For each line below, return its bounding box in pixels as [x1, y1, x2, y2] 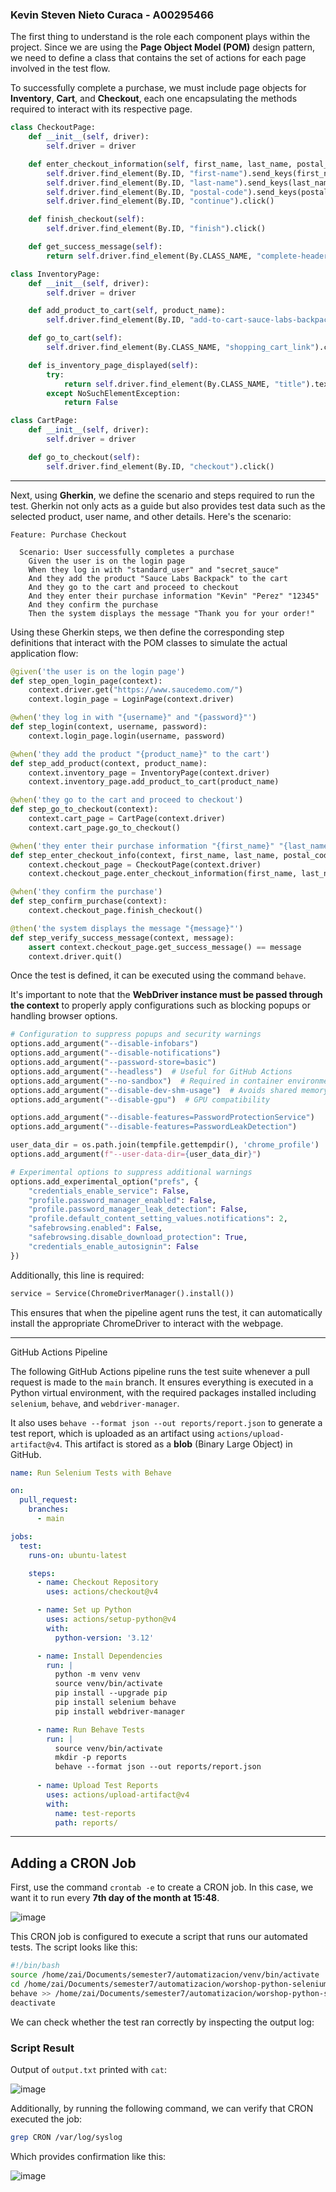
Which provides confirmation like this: [10, 2150, 167, 2162]
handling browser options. [10, 1010, 118, 1022]
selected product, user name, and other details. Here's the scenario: [10, 510, 292, 522]
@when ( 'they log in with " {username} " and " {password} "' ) [10, 713, 257, 723]
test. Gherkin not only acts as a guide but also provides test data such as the [10, 499, 326, 512]
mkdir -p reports [54, 1753, 128, 1763]
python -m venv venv [54, 1669, 141, 1680]
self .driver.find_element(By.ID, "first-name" [46, 168, 244, 178]
